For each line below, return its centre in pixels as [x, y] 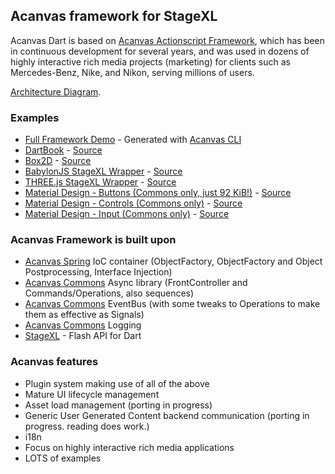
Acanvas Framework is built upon [93, 240]
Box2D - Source [58, 161]
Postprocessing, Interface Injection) [98, 272]
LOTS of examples [63, 458]
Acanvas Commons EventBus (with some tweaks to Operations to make [172, 304]
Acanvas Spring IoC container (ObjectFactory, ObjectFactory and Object [173, 261]
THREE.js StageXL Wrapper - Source [100, 182]
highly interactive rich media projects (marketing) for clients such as [150, 61]
